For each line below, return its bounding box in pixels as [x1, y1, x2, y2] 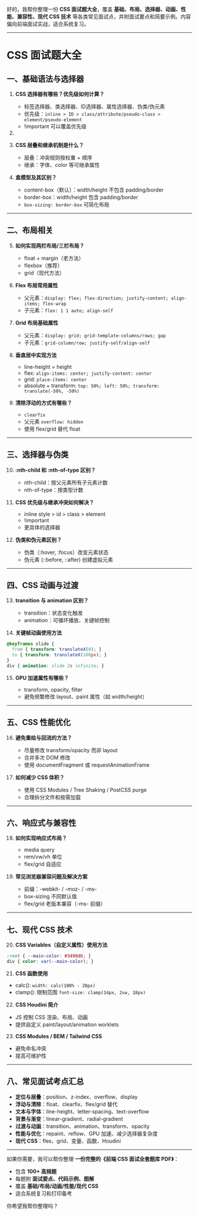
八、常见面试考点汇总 [6, 1076, 84, 1086]
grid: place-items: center [24, 375, 87, 382]
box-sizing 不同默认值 [24, 893, 77, 900]
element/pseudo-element [24, 117, 83, 123]
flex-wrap [42, 301, 67, 307]
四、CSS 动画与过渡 [6, 580, 79, 590]
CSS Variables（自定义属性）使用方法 [15, 941, 108, 948]
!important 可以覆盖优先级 [24, 123, 87, 130]
